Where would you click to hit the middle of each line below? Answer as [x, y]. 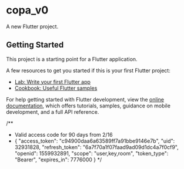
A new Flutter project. [32, 26]
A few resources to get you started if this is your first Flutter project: [88, 70]
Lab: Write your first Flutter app [53, 82]
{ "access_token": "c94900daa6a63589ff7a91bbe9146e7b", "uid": [95, 141]
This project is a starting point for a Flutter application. [72, 59]
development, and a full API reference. [53, 111]
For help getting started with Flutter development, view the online [85, 99]
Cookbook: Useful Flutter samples [56, 88]
